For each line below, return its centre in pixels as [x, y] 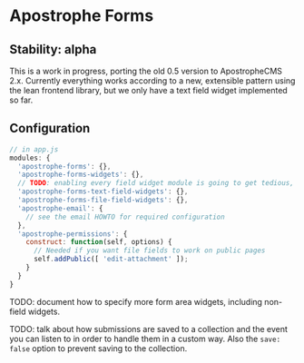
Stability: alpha [53, 49]
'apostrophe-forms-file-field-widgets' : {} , [103, 201]
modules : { [30, 158]
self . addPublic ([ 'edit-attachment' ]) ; [111, 260]
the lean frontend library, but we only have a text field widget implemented [148, 90]
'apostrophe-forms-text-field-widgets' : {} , [103, 191]
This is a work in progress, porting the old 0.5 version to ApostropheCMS [146, 71]
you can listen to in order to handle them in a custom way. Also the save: [145, 338]
